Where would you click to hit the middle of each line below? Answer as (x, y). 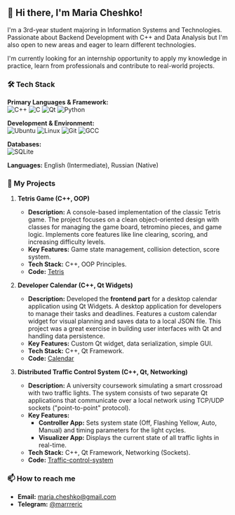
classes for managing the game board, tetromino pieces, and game (125, 227)
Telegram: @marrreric (50, 504)
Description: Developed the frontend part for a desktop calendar (122, 299)
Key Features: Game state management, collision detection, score (123, 249)
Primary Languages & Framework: (58, 102)
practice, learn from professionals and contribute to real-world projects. (111, 66)
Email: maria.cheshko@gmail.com (67, 496)
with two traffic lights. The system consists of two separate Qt (118, 393)
